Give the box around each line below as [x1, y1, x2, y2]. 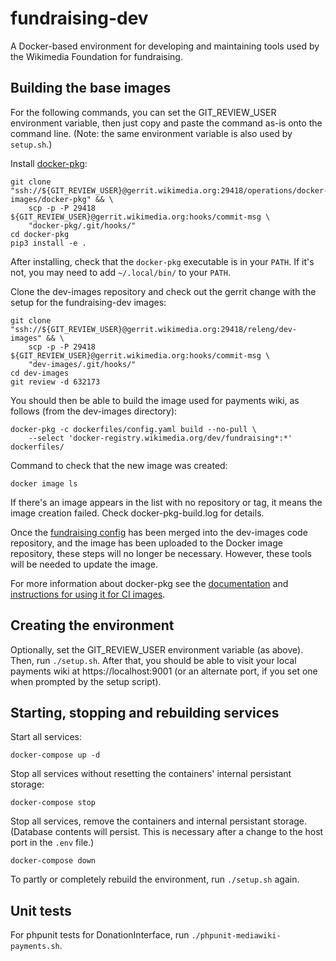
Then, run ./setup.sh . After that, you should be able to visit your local [10, 654, 297, 666]
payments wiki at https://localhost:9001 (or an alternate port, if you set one [10, 665, 318, 677]
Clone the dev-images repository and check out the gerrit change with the [10, 285, 317, 297]
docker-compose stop [10, 798, 97, 808]
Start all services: [10, 731, 82, 743]
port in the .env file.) [10, 837, 95, 849]
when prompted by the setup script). [10, 675, 162, 687]
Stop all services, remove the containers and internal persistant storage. [10, 815, 308, 827]
